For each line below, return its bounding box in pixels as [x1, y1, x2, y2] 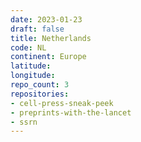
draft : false [10, 24, 65, 34]
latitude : [10, 61, 52, 71]
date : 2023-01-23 [10, 14, 83, 25]
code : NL [10, 42, 47, 53]
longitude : [10, 71, 56, 81]
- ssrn [10, 117, 38, 127]
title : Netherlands [10, 33, 92, 43]
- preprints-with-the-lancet [10, 107, 132, 118]
